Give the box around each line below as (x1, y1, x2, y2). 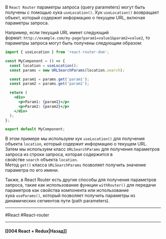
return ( (9, 90, 28, 96)
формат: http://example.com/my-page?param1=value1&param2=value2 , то (5, 35, 150, 41)
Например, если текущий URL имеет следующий (5, 30, 109, 35)
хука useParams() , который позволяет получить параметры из (5, 192, 135, 198)
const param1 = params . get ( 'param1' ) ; (9, 77, 90, 82)
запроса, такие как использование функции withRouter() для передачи (5, 182, 156, 188)
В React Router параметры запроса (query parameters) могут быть (5, 4, 146, 10)
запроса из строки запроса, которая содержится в (5, 151, 113, 157)
